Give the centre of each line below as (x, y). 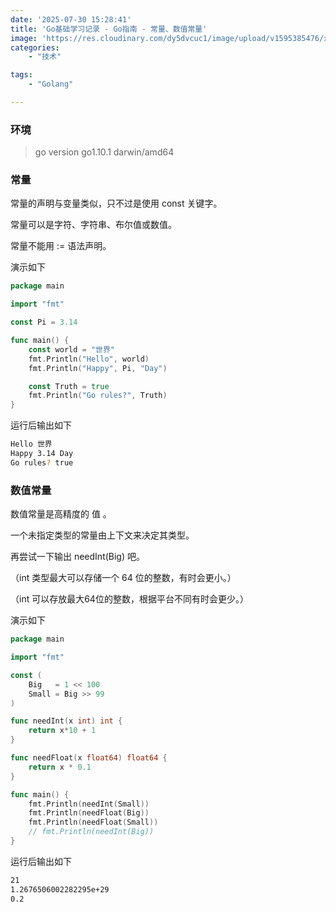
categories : (35, 47)
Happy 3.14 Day (42, 454)
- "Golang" (51, 84)
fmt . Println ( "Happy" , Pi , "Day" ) (98, 368)
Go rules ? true (42, 462)
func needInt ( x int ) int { (66, 721)
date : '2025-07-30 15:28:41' (71, 19)
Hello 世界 (31, 444)
